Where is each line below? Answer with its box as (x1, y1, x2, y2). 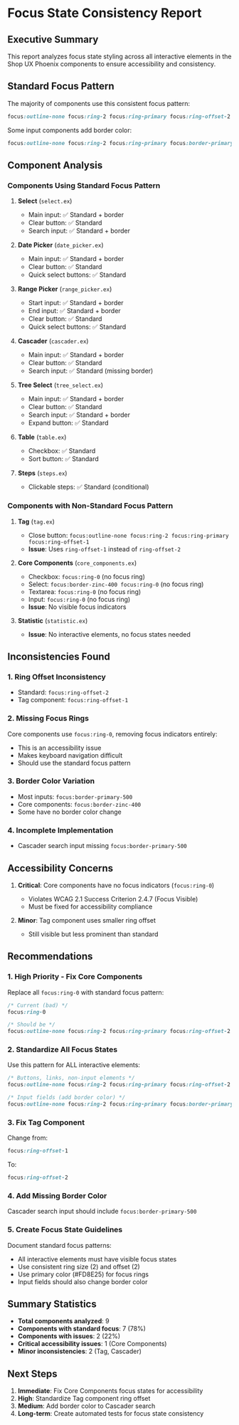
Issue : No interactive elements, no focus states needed (28, 630, 191, 638)
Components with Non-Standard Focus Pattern (7, 501, 174, 511)
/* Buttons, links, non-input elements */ (7, 1074, 135, 1082)
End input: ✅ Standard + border (28, 307, 121, 315)
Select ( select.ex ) (17, 197, 73, 206)
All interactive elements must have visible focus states (17, 1254, 177, 1264)
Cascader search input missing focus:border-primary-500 (17, 842, 187, 850)
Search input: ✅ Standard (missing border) (28, 366, 154, 375)
